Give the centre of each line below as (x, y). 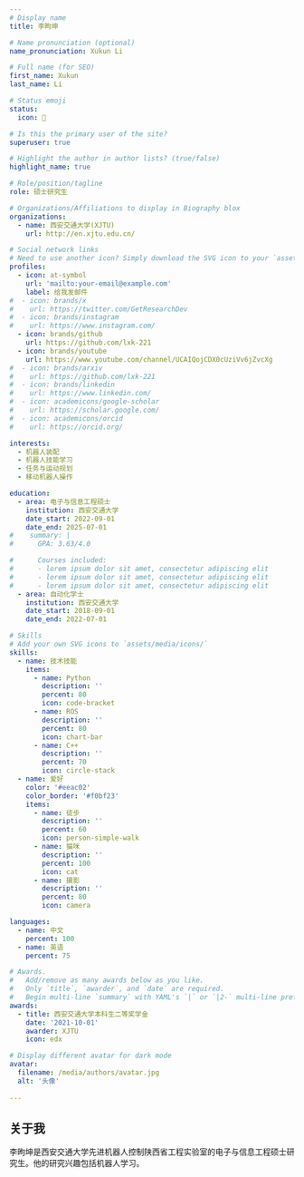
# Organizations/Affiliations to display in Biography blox (125, 208)
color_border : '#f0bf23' (72, 796)
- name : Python (62, 678)
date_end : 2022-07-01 (66, 619)
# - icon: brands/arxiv (56, 368)
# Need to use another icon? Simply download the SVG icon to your (139, 258)
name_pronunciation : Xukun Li (66, 51)
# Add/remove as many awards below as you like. (107, 980)
